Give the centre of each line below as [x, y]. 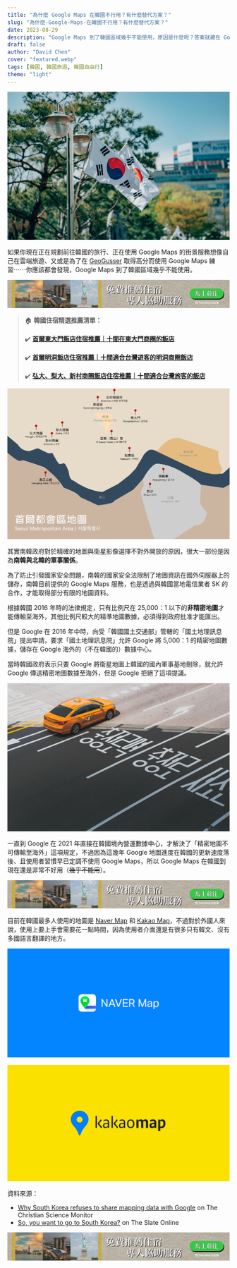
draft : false [26, 45]
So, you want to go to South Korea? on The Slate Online [98, 1222]
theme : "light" [30, 74]
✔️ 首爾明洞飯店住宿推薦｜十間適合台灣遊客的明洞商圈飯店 [109, 358]
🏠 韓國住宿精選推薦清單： [63, 320]
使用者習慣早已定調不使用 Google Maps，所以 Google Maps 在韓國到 [126, 861]
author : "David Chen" [39, 52]
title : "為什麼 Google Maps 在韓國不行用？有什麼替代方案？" [89, 15]
